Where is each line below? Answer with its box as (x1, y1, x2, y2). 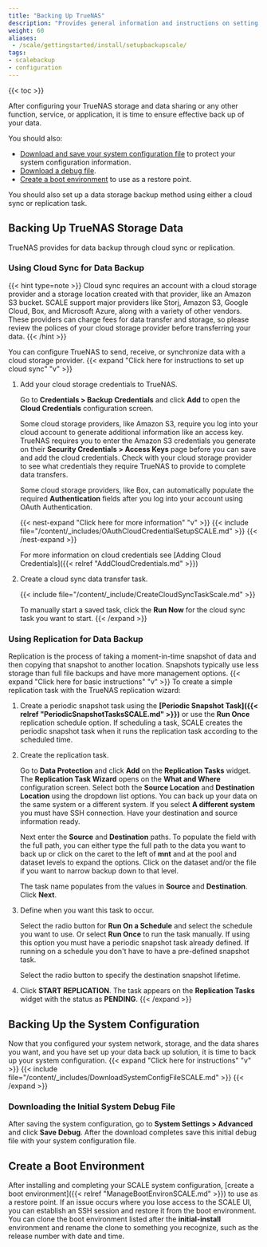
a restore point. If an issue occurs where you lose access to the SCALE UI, (8, 1198, 253, 1207)
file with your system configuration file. (8, 1136, 137, 1146)
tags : (8, 49, 26, 57)
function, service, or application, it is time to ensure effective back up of (8, 109, 245, 119)
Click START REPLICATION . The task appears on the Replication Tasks (19, 986, 255, 996)
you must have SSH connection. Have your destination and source (19, 808, 238, 818)
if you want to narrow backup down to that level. (19, 866, 179, 876)
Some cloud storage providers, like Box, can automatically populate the (19, 485, 254, 495)
